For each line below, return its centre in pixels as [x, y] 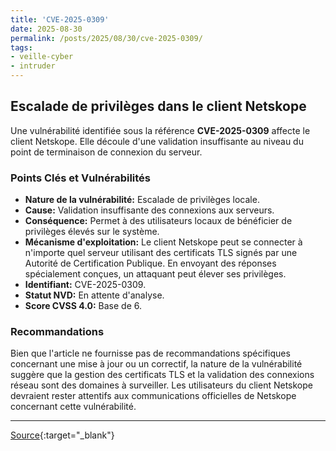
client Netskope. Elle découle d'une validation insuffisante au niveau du [157, 141]
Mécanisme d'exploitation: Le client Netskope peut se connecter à [163, 242]
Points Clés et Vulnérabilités [80, 178]
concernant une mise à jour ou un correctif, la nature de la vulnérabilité [156, 364]
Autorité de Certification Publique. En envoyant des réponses [150, 263]
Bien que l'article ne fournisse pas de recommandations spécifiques [150, 353]
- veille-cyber [42, 57]
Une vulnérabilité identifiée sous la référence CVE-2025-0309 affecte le [160, 130]
